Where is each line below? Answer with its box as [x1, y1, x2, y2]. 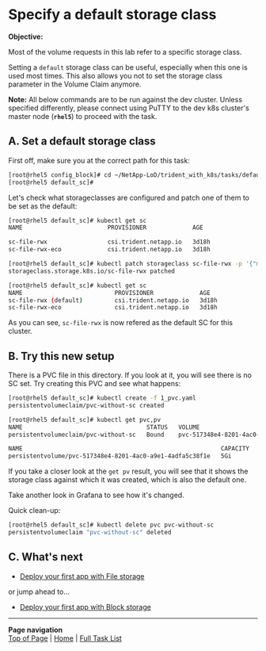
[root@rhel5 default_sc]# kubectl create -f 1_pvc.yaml [8, 394, 196, 402]
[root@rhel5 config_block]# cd [8, 170, 112, 179]
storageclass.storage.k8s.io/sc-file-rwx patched [8, 267, 176, 275]
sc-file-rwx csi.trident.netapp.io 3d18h [8, 238, 211, 247]
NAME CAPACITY [8, 445, 249, 453]
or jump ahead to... [8, 587, 70, 596]
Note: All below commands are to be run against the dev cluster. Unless [8, 94, 243, 104]
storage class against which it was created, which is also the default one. [8, 475, 247, 484]
